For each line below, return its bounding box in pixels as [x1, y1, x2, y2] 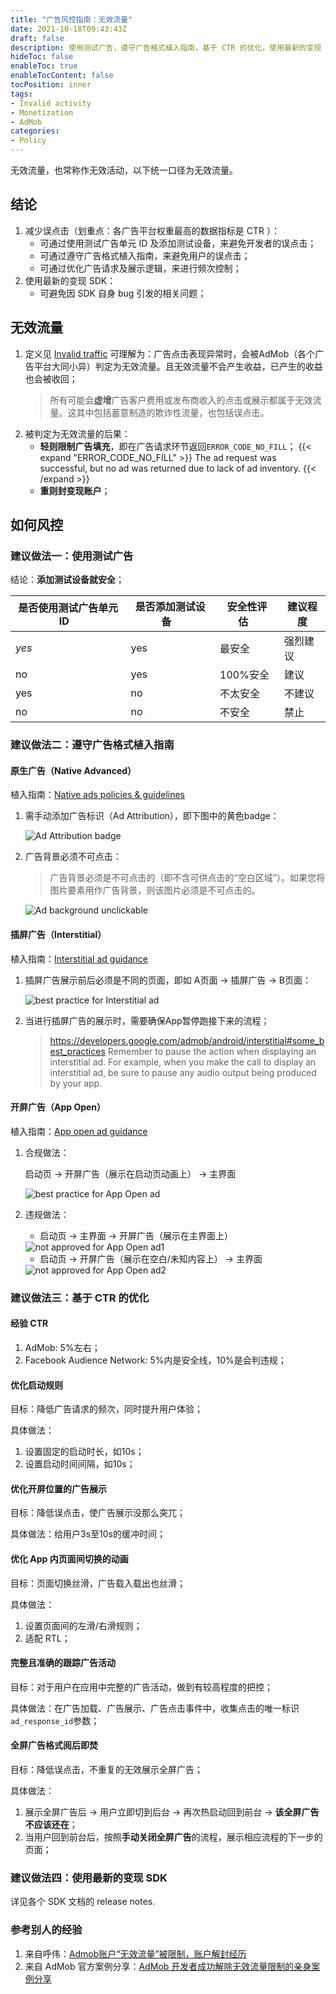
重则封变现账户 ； [39, 484, 111, 496]
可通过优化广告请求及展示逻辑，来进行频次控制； [39, 262, 242, 274]
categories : [10, 126, 60, 136]
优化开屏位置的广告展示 [10, 1482, 107, 1495]
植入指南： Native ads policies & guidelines [10, 789, 186, 801]
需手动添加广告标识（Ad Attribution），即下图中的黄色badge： [24, 810, 280, 822]
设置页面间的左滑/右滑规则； [24, 1619, 143, 1631]
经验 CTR [10, 1317, 49, 1330]
